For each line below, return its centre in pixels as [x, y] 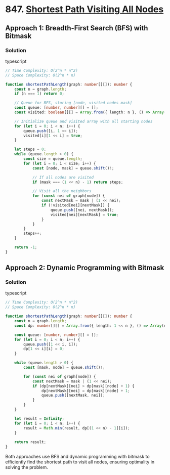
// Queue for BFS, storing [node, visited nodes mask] [73, 103]
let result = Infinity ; [39, 418]
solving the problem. [27, 467]
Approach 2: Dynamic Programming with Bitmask [85, 268]
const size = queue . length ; [53, 159]
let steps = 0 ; [30, 149]
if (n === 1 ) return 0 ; [39, 94]
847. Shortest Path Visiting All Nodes [84, 9]
